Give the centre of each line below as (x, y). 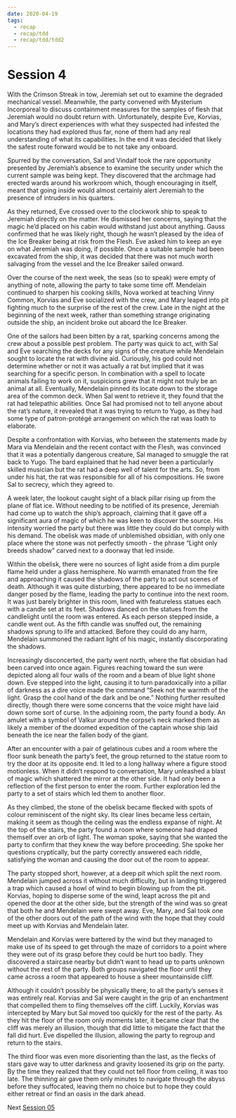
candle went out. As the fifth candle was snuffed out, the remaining (105, 624)
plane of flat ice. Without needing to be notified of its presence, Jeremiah (113, 506)
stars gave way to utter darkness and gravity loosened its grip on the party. (116, 1064)
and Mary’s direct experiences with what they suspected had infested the (113, 125)
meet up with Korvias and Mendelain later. (68, 926)
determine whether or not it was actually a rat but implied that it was (106, 366)
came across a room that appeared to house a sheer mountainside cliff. (111, 977)
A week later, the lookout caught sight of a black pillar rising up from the (112, 498)
